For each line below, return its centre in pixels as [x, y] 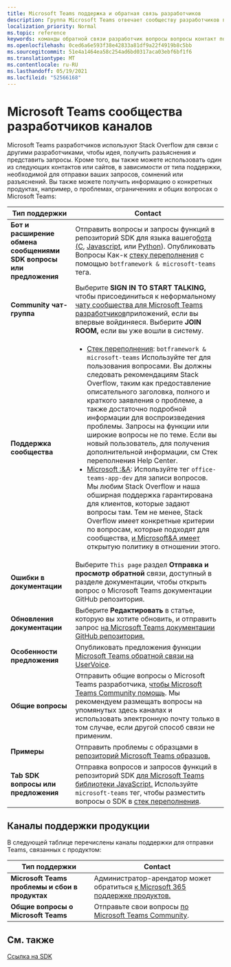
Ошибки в [27, 577]
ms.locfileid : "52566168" [44, 77]
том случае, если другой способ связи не [145, 727]
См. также [31, 940]
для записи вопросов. [171, 478]
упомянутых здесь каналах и [124, 710]
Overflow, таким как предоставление [149, 383]
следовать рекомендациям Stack [143, 374]
